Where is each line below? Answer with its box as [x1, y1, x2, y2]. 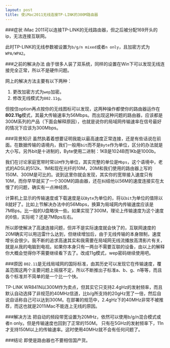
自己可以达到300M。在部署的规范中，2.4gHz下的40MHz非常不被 [22, 296, 159, 302]
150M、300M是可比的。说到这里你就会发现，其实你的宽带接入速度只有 [5, 171, 153, 178]
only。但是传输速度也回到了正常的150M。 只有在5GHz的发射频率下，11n [13, 320, 164, 326]
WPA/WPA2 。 [5, 50, 28, 56]
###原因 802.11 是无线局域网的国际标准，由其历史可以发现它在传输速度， [5, 260, 157, 267]
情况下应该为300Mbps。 [9, 124, 61, 130]
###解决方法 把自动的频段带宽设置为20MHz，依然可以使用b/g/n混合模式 [5, 314, 157, 320]
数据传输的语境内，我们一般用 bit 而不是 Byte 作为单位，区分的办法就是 [18, 142, 163, 148]
